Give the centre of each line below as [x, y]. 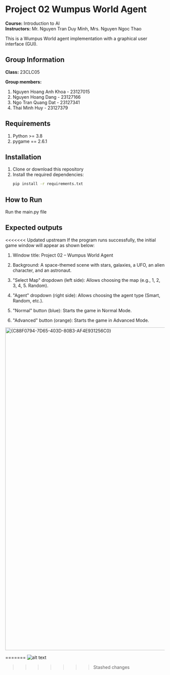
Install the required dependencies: [48, 175]
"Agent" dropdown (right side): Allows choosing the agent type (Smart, [86, 295]
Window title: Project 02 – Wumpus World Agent [63, 255]
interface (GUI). [22, 44]
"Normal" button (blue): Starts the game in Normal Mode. [72, 310]
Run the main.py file [26, 212]
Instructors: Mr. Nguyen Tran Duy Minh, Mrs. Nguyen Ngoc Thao [73, 28]
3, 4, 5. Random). [30, 285]
